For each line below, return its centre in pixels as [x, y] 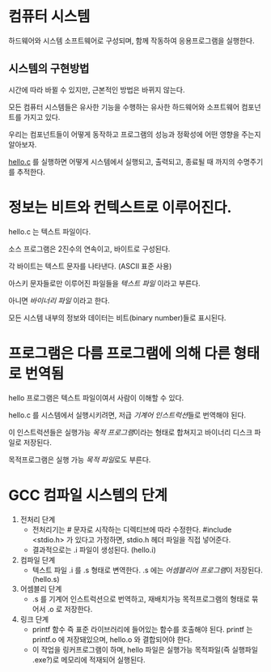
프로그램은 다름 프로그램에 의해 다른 [119, 353]
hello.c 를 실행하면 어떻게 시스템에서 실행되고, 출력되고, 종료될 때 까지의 [122, 161]
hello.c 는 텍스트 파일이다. [50, 231]
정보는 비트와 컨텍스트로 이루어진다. [120, 207]
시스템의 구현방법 [49, 68]
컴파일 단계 [38, 559]
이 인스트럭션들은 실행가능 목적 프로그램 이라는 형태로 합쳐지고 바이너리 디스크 [131, 432]
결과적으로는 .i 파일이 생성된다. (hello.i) [94, 550]
